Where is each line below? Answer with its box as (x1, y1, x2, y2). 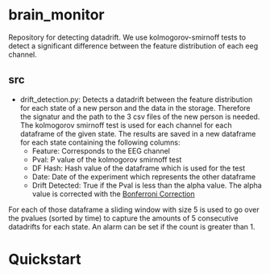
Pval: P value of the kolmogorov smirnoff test (31, 154, 182, 164)
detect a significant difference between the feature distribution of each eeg (8, 40, 259, 50)
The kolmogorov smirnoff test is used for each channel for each (19, 120, 232, 130)
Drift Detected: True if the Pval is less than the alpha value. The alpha (31, 180, 262, 190)
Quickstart (8, 250, 82, 268)
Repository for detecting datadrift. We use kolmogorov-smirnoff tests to (8, 32, 247, 42)
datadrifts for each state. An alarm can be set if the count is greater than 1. (8, 221, 255, 231)
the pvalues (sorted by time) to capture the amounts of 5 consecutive (8, 213, 239, 223)
